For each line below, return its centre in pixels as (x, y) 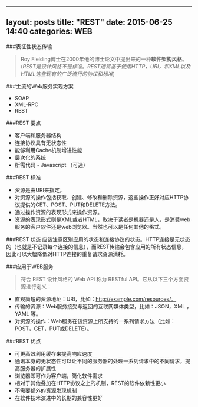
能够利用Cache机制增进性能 (48, 150)
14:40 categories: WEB (49, 32)
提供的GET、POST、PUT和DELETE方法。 (70, 205)
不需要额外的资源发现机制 (46, 390)
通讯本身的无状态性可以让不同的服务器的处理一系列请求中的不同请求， (100, 361)
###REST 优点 (24, 341)
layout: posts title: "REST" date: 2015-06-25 (89, 22)
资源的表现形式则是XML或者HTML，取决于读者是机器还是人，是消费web (102, 219)
